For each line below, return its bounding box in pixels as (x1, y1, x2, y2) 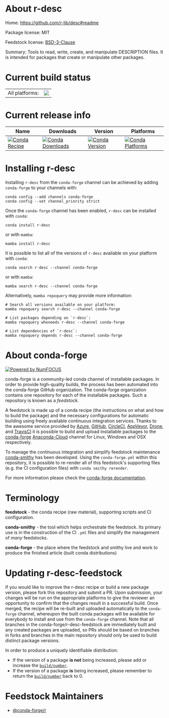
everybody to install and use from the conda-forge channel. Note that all (5, 616, 154, 622)
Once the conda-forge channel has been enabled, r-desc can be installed (5, 207, 156, 214)
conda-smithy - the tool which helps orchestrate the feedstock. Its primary (5, 524, 161, 530)
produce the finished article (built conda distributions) (5, 550, 117, 556)
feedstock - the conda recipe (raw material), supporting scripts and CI (5, 509, 152, 515)
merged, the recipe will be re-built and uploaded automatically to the (5, 605, 147, 611)
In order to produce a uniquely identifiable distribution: (5, 647, 118, 653)
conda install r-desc (5, 222, 51, 228)
